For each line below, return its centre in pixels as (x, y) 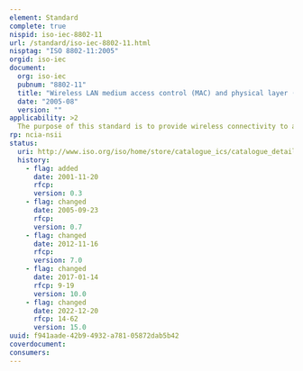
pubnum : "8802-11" (52, 85)
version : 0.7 (58, 227)
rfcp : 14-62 (55, 319)
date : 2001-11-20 (66, 176)
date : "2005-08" (48, 101)
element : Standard (44, 18)
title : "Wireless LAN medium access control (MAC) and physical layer (153, 93)
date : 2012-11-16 (66, 244)
